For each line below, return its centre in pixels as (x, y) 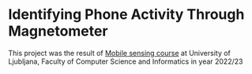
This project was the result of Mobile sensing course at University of (120, 53)
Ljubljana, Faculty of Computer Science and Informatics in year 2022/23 (126, 61)
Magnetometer (58, 31)
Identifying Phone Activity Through (126, 15)
